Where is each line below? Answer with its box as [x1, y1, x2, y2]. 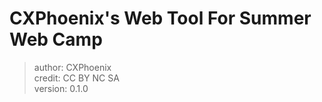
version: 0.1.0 [33, 82, 89, 94]
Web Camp [9, 28, 103, 51]
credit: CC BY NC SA [33, 72, 120, 84]
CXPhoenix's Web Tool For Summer [9, 7, 312, 30]
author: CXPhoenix [33, 61, 112, 73]
